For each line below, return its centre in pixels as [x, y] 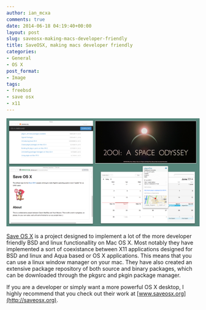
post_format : [23, 71]
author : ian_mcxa [29, 13]
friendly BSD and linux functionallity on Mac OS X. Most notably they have [100, 243]
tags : [13, 84]
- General [19, 58]
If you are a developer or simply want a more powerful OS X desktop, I [95, 287]
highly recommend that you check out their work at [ [73, 293]
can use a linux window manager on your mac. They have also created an [99, 262]
